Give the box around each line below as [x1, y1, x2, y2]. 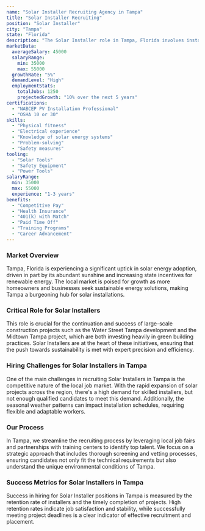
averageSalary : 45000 [12, 49, 67, 55]
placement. [6, 518, 35, 525]
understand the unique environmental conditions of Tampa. [6, 462, 156, 470]
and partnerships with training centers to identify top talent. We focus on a [6, 443, 193, 450]
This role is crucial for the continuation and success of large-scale [6, 320, 173, 327]
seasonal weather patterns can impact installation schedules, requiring [6, 401, 184, 409]
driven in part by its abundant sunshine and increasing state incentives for [6, 272, 193, 279]
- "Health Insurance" [12, 208, 67, 214]
